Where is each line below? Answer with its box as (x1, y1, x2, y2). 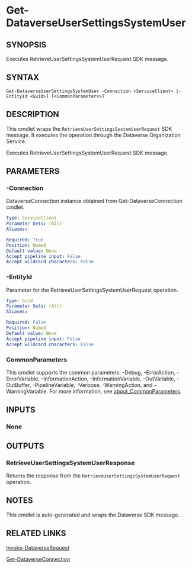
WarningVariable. (6, 388, 49, 395)
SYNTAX (6, 72, 40, 83)
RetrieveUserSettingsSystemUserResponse (6, 459, 135, 467)
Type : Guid (6, 298, 33, 304)
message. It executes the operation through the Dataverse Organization (6, 131, 181, 138)
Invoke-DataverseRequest (6, 544, 70, 551)
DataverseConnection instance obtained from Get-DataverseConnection (6, 198, 183, 205)
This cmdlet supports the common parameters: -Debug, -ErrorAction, (6, 369, 176, 376)
